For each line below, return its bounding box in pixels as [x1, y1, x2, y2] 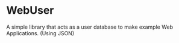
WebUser [6, 4, 54, 17]
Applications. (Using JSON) [6, 29, 75, 36]
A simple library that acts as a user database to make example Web [6, 23, 174, 30]
